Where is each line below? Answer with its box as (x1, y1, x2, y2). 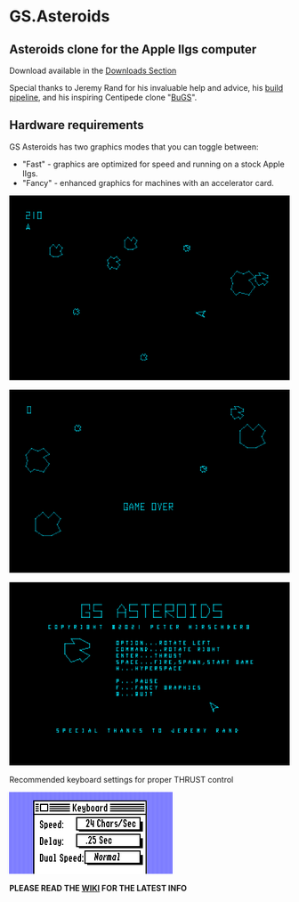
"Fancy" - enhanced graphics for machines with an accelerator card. (21, 177, 274, 188)
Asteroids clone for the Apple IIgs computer (9, 42, 257, 57)
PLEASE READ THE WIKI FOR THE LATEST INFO (9, 883, 188, 894)
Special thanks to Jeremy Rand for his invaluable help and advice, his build (9, 83, 284, 93)
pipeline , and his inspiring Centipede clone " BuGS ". (9, 92, 198, 102)
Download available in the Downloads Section (9, 65, 177, 76)
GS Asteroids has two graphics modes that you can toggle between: (9, 141, 260, 152)
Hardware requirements (9, 118, 144, 133)
